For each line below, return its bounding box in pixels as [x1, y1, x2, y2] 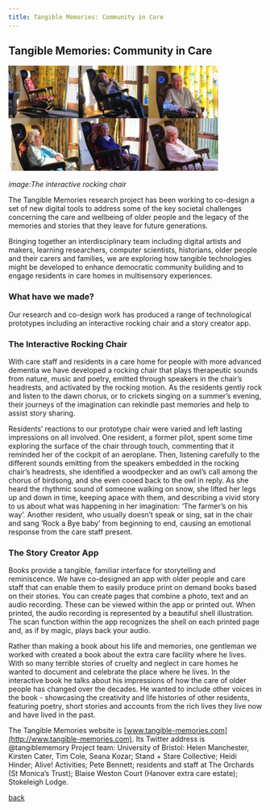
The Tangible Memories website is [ [8, 726, 127, 736]
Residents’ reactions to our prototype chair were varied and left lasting [8, 424, 243, 434]
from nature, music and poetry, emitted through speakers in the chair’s [8, 374, 243, 384]
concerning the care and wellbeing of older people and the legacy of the [8, 213, 249, 222]
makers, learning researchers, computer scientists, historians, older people [8, 245, 258, 255]
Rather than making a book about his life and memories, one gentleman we [8, 641, 257, 651]
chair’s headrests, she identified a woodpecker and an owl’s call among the [8, 467, 258, 477]
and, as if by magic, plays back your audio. [8, 626, 151, 635]
